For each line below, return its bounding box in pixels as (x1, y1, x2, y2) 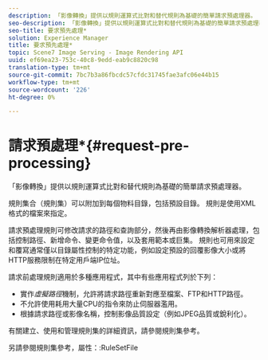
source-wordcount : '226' (8, 85, 91, 94)
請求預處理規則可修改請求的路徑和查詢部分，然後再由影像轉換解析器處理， (8, 225, 253, 235)
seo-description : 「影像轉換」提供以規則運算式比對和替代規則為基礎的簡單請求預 (8, 19, 247, 27)
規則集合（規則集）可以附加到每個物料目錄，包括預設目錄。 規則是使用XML (8, 198, 257, 208)
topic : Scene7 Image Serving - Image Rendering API (8, 49, 183, 57)
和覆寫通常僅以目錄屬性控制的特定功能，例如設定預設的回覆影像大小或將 (8, 245, 246, 255)
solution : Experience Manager (8, 33, 109, 42)
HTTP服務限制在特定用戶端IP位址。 (8, 256, 125, 265)
